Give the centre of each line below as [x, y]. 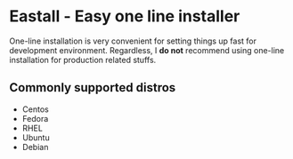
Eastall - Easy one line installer [125, 16]
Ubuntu [36, 137]
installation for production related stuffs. [83, 60]
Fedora [35, 118]
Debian [35, 147]
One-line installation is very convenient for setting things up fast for [133, 41]
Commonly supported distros [93, 87]
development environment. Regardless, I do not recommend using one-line [147, 50]
